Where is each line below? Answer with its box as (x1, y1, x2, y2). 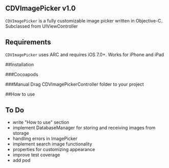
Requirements (5, 38, 51, 46)
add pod (12, 157, 31, 163)
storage (12, 130, 29, 136)
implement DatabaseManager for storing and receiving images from (12, 125, 156, 131)
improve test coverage (12, 152, 60, 158)
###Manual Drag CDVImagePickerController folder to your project (5, 81, 144, 87)
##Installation (5, 61, 34, 67)
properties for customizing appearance (12, 147, 95, 153)
